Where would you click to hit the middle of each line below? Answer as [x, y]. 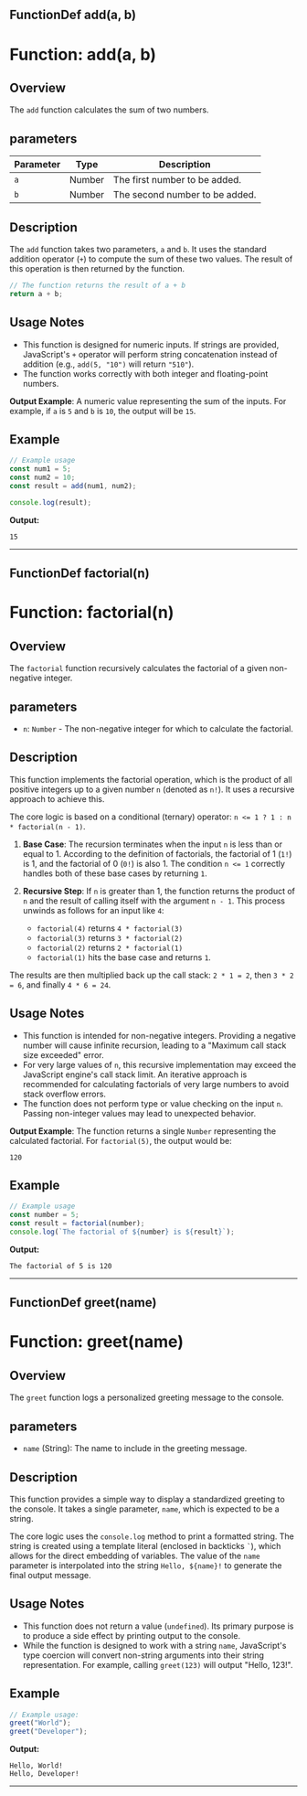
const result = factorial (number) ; [77, 1224]
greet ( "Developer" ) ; [49, 1732]
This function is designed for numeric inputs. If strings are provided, [151, 344]
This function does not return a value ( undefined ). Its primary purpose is [158, 1626]
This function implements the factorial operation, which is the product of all [151, 779]
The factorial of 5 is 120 [61, 1266]
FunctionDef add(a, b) [73, 15]
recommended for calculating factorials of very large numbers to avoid [156, 1084]
